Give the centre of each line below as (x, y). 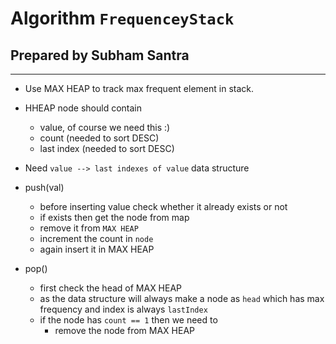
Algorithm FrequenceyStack (122, 18)
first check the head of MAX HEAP (111, 288)
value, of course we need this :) (105, 127)
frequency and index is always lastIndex (123, 309)
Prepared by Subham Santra (100, 55)
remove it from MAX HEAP (89, 228)
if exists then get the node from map (114, 217)
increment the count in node (96, 238)
